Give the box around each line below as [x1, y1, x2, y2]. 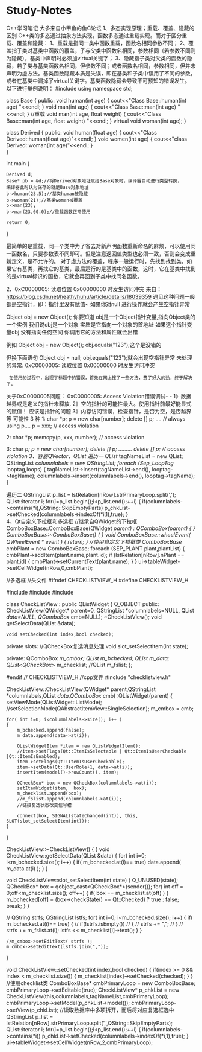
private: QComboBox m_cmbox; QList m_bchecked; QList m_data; [6, 654, 170, 661]
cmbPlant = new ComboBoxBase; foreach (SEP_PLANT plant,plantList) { [6, 544, 185, 552]
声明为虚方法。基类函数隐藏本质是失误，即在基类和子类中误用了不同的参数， [6, 69, 196, 77]
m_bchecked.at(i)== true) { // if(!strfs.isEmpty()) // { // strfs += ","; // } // [6, 920, 183, 927]
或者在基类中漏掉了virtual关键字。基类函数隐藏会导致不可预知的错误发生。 [6, 77, 191, 84]
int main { [6, 159, 30, 167]
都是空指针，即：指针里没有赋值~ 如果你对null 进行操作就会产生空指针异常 [6, 300, 191, 308]
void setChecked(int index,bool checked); [6, 631, 114, 637]
